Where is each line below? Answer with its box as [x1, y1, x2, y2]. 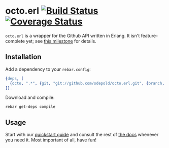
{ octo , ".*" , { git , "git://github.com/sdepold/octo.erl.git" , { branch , [10, 81, 165, 86]
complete [5, 38, 25, 44]
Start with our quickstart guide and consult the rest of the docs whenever [5, 132, 159, 138]
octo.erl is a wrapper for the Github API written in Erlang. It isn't [5, 32, 140, 39]
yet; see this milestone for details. [26, 38, 96, 44]
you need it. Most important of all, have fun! [5, 137, 97, 143]
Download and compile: [5, 94, 55, 101]
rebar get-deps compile [5, 104, 56, 109]
